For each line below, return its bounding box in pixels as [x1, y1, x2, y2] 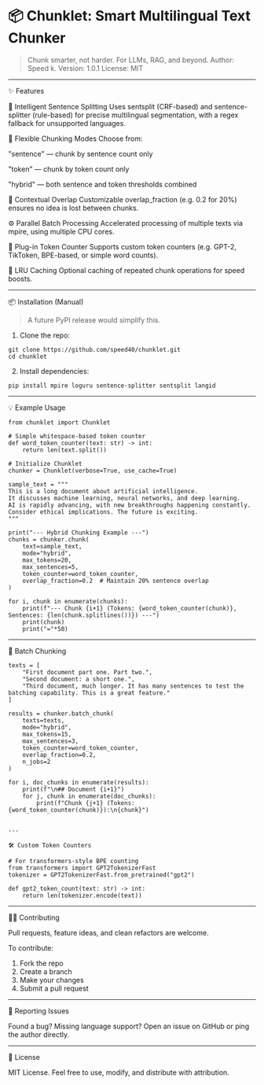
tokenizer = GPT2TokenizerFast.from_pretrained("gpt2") [8, 871, 195, 879]
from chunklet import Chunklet [8, 419, 111, 426]
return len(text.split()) [22, 446, 108, 454]
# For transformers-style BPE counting [8, 857, 139, 865]
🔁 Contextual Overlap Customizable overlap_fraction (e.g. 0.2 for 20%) [8, 194, 237, 204]
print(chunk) [22, 618, 65, 626]
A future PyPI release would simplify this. [27, 315, 161, 324]
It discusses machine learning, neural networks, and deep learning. [8, 494, 241, 502]
